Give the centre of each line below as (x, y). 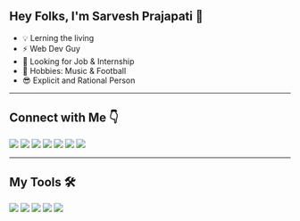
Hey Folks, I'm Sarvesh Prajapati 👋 (106, 16)
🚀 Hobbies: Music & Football (74, 70)
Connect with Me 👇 (64, 118)
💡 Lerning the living (58, 37)
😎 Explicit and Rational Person (79, 80)
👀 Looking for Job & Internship (78, 61)
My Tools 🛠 (42, 182)
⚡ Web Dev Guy (51, 48)
